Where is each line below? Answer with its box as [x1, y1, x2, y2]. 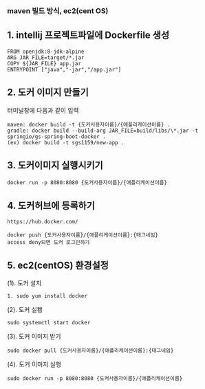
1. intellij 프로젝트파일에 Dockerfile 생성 [7, 30, 170, 41]
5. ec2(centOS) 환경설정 [7, 259, 109, 271]
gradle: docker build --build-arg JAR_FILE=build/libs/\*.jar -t [7, 127, 198, 134]
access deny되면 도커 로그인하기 [7, 239, 90, 246]
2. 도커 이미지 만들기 [7, 87, 89, 98]
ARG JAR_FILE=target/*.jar [7, 54, 85, 61]
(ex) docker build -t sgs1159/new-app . [7, 139, 125, 146]
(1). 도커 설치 [7, 278, 42, 287]
